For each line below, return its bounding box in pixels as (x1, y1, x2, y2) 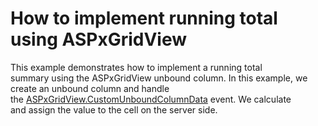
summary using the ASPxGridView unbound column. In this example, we (10, 72, 308, 84)
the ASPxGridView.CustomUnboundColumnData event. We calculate (10, 93, 292, 105)
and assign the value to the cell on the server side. (10, 103, 218, 116)
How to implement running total (10, 7, 278, 30)
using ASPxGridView (10, 28, 188, 51)
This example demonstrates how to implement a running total (10, 61, 263, 73)
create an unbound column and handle (10, 82, 170, 94)
